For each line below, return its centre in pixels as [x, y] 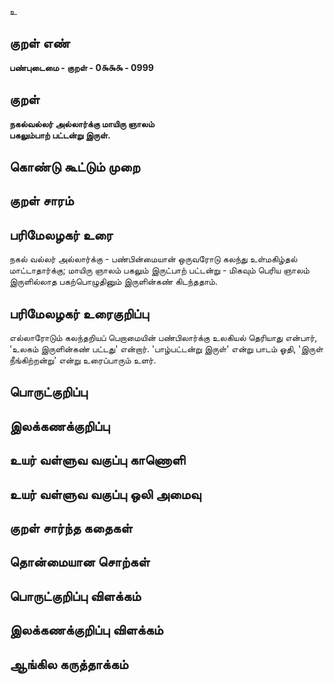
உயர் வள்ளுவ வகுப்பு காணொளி [97, 460]
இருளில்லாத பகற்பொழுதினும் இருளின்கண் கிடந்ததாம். [113, 282]
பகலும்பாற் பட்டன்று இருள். [60, 135]
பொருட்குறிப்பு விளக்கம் [75, 596]
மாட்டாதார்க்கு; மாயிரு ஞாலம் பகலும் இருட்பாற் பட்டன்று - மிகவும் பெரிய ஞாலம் [159, 270]
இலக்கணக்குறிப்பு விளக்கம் [86, 630]
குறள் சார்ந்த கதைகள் [71, 527]
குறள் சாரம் [41, 201]
